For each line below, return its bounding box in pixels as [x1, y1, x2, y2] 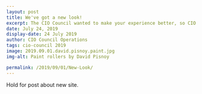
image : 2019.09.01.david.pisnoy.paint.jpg [6, 48, 115, 54]
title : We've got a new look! [6, 14, 83, 20]
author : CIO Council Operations [6, 37, 88, 43]
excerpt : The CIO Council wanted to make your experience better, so [6, 20, 186, 26]
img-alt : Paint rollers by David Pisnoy [6, 54, 110, 60]
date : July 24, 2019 [6, 25, 59, 32]
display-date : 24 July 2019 [6, 31, 77, 37]
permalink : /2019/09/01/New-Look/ [6, 64, 94, 70]
